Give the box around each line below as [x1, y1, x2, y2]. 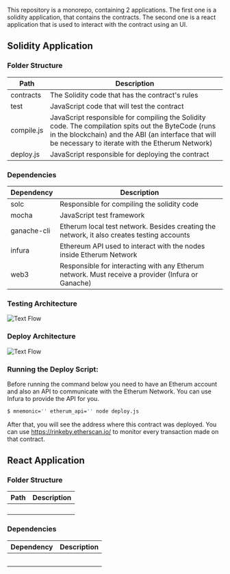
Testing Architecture [7, 299, 77, 308]
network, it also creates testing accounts [60, 230, 190, 240]
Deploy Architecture [7, 332, 76, 341]
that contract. [7, 435, 46, 443]
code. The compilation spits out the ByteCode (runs [50, 121, 216, 130]
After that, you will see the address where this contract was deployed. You [7, 420, 217, 428]
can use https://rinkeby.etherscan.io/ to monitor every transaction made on [7, 427, 219, 435]
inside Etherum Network [60, 250, 138, 260]
